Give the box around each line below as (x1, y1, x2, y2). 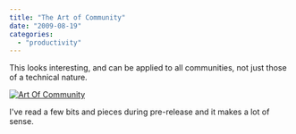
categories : (9, 29, 54, 38)
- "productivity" (17, 38, 82, 47)
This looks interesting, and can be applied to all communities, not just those (9, 63, 288, 73)
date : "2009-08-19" (9, 21, 82, 30)
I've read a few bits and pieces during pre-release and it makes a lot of (9, 106, 270, 117)
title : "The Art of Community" (9, 13, 126, 22)
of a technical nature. (9, 72, 88, 83)
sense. (9, 116, 34, 127)
